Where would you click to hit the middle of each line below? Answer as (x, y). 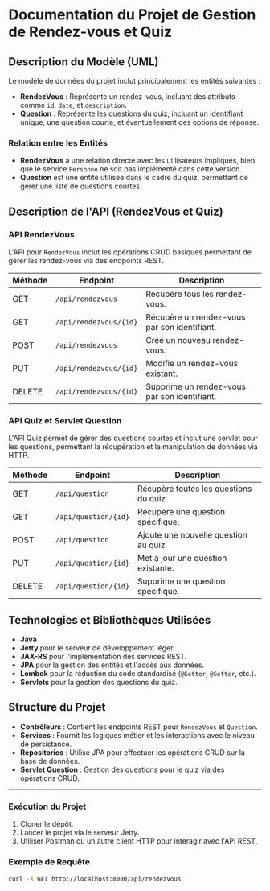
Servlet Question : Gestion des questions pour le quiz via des (122, 769)
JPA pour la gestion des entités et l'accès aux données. (112, 665)
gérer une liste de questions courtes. (81, 186)
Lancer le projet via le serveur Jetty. (80, 833)
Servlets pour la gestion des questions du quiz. (99, 683)
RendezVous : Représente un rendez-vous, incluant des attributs (127, 97)
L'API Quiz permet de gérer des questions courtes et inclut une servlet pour (133, 438)
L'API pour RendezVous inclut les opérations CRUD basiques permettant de (130, 252)
